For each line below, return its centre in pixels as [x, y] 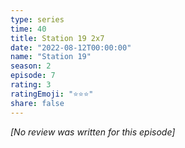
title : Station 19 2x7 [57, 38]
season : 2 [31, 66]
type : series [37, 19]
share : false [37, 103]
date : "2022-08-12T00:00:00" [71, 47]
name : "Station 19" [51, 57]
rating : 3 [31, 85]
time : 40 [28, 29]
